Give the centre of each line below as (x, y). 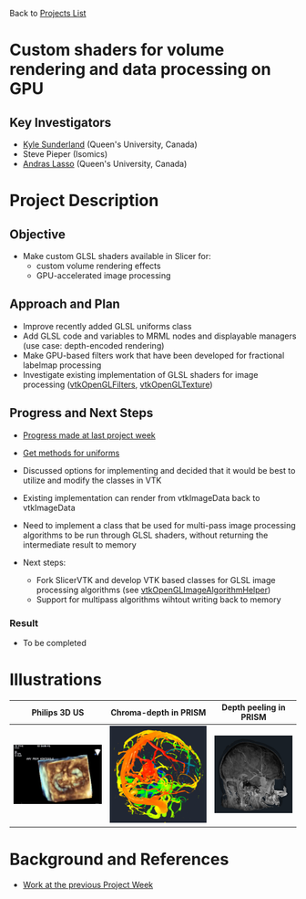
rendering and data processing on (140, 70)
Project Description (84, 201)
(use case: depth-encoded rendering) (93, 345)
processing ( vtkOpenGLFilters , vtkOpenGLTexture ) (117, 384)
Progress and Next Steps (82, 413)
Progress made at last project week (89, 435)
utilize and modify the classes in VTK (92, 480)
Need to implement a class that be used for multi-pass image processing (159, 525)
